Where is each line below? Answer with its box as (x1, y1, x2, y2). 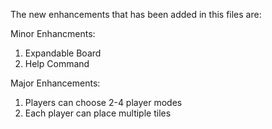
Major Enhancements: (10, 77, 101, 89)
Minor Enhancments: (10, 28, 96, 39)
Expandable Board (24, 47, 102, 59)
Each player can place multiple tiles (24, 107, 172, 119)
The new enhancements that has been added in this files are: (10, 9, 262, 20)
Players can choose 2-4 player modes (24, 97, 183, 108)
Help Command (24, 58, 90, 69)
